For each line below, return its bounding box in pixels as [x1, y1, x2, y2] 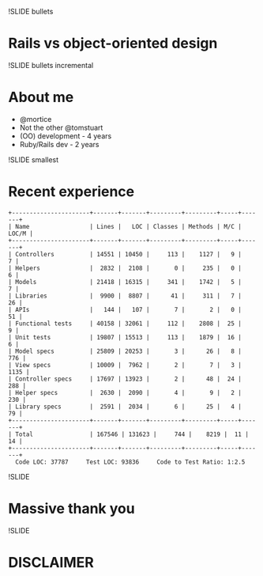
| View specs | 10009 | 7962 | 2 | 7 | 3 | [8, 361, 242, 369]
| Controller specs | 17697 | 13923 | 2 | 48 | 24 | [8, 375, 242, 383]
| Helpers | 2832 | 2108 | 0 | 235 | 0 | [8, 264, 242, 272]
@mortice [19, 114, 52, 123]
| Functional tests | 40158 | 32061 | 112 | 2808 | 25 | [8, 320, 242, 328]
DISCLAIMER [8, 553, 95, 571]
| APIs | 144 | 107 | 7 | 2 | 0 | [8, 305, 242, 313]
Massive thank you [8, 500, 136, 517]
